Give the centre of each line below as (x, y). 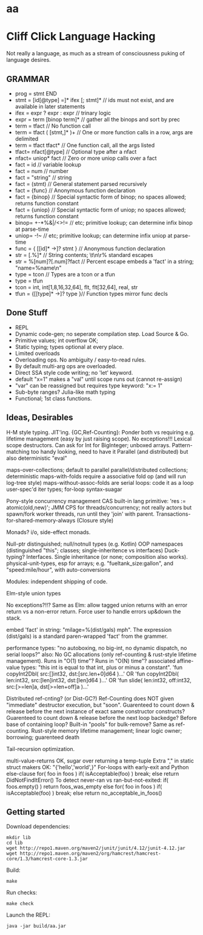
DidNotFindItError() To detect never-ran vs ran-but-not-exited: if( (87, 780)
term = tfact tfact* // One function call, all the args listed (85, 145)
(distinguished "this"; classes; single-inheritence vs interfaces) (85, 550)
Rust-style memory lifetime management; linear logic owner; (107, 730)
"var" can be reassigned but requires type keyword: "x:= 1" (89, 385)
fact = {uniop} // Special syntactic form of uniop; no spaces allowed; (100, 210)
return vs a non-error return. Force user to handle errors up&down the (94, 611)
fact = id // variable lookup (48, 164)
